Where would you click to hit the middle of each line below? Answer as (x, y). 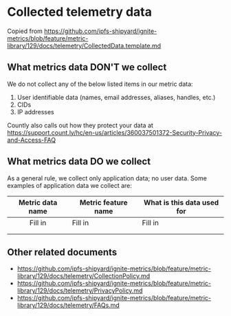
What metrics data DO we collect (79, 161)
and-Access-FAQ (32, 140)
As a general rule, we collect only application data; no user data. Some (107, 178)
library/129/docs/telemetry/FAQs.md (68, 305)
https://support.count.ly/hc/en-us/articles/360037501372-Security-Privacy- (114, 132)
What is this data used (181, 202)
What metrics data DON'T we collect (87, 67)
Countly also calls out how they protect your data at (80, 125)
